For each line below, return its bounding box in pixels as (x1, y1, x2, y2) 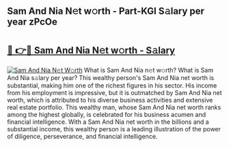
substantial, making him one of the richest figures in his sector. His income (7, 81, 217, 90)
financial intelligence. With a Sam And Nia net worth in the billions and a (7, 118, 210, 126)
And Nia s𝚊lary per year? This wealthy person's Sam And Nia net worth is (7, 74, 214, 81)
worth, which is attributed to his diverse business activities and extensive (7, 96, 213, 104)
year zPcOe (7, 16, 58, 28)
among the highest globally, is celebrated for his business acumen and (7, 111, 206, 118)
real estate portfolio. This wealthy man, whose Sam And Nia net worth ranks (7, 103, 221, 111)
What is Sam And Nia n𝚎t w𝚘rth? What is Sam (84, 66, 214, 74)
